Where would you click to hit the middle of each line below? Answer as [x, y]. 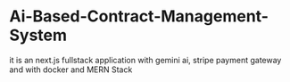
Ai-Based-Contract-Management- [139, 16]
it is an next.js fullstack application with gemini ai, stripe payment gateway [145, 60]
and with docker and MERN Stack [71, 70]
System [38, 35]
